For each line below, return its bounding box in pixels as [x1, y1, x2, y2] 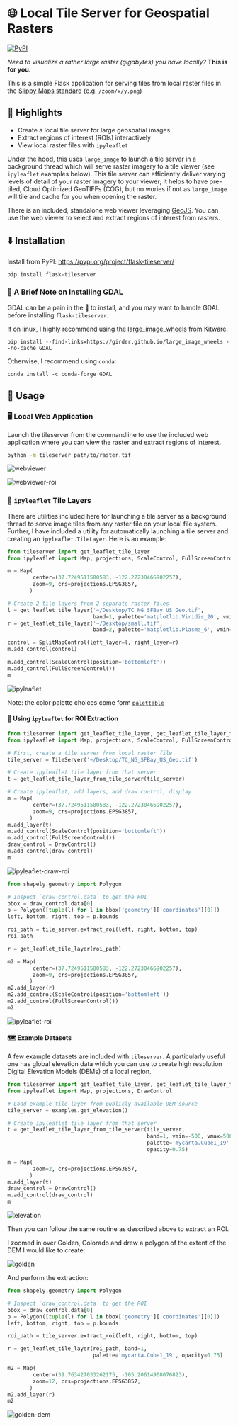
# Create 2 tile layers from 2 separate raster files [7, 600, 170, 607]
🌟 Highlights [7, 107, 62, 119]
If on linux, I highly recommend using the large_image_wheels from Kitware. [7, 324, 229, 333]
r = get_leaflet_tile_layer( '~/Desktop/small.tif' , [7, 620, 163, 627]
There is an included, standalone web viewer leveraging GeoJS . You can [7, 205, 219, 214]
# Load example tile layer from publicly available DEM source [7, 1100, 198, 1107]
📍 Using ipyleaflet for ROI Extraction [7, 714, 119, 723]
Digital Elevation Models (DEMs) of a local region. [7, 1068, 152, 1075]
